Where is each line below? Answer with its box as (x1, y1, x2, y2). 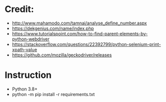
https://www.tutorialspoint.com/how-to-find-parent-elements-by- (12, 30, 148, 36)
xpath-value (12, 46, 37, 52)
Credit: (5, 3, 34, 15)
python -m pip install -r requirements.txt (12, 91, 95, 97)
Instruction (5, 69, 52, 81)
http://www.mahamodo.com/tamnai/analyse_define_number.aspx (12, 20, 147, 26)
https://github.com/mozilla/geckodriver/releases (12, 51, 112, 58)
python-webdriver (12, 36, 50, 42)
